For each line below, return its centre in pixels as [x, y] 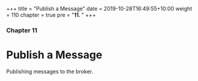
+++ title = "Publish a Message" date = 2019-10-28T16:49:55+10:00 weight [99, 9]
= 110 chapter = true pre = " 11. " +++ [51, 15]
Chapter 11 [22, 30]
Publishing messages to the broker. [50, 71]
